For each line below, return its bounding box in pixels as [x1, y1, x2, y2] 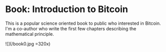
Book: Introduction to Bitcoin [5, 4, 128, 15]
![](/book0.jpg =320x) [5, 40, 51, 46]
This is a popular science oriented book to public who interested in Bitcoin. [5, 20, 161, 26]
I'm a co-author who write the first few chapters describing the [5, 25, 137, 31]
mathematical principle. [5, 31, 54, 37]
